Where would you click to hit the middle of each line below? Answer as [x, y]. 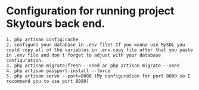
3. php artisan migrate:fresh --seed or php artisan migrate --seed [93, 66]
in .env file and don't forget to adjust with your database [84, 55]
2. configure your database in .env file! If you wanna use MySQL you [96, 45]
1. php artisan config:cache [42, 39]
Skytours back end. [56, 24]
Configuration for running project [90, 11]
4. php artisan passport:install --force [58, 71]
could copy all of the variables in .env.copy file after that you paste [100, 50]
